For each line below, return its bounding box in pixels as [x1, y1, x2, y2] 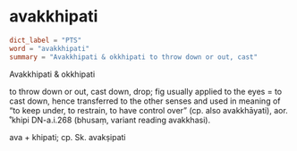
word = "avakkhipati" [9, 44, 90, 53]
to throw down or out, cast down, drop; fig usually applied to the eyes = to [9, 86, 283, 96]
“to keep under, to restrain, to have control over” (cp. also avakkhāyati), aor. [9, 105, 288, 115]
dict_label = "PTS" [9, 36, 82, 45]
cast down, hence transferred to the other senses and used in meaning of [9, 96, 281, 106]
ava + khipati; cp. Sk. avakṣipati [9, 131, 127, 142]
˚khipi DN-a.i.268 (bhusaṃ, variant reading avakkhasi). [9, 114, 211, 125]
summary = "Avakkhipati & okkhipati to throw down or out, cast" [9, 52, 258, 62]
